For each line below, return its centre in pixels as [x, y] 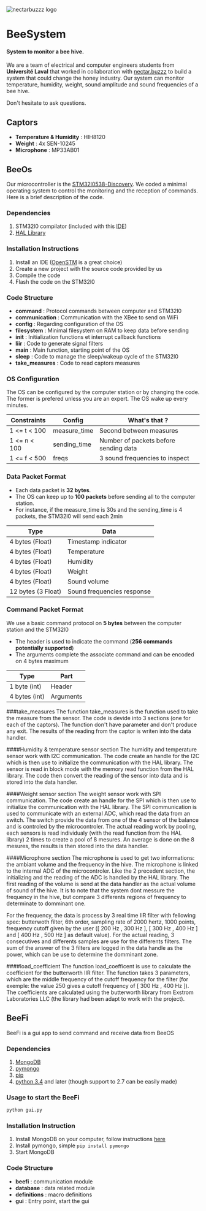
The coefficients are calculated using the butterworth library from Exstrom [100, 992]
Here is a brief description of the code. [55, 197]
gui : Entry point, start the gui [52, 1201]
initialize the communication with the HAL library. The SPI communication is [102, 807]
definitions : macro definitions [54, 1194]
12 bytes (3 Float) [36, 591]
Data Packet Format [36, 477]
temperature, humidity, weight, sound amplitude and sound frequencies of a [102, 85]
